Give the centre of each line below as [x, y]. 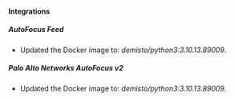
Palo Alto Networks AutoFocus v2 [66, 68]
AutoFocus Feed [36, 30]
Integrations [29, 11]
